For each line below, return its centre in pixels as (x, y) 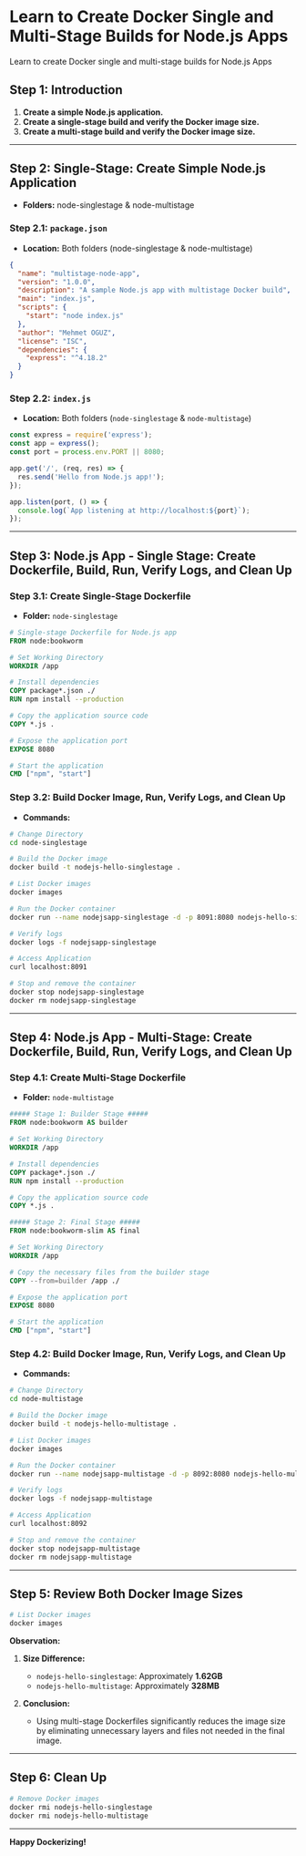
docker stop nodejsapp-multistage (75, 1548)
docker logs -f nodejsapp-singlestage (83, 942)
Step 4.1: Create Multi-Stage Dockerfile (98, 1078)
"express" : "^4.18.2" (66, 358)
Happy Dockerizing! (48, 1841)
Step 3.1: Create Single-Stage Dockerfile (100, 596)
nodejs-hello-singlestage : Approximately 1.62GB (129, 1676)
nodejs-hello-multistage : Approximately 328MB (128, 1686)
